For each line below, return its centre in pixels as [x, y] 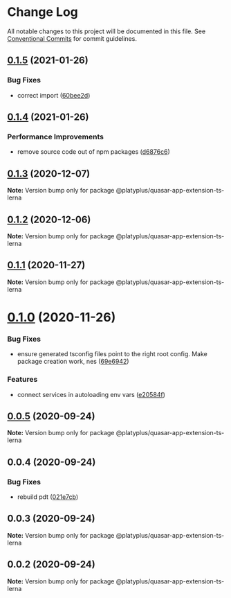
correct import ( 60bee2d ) [54, 95]
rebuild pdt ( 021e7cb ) [48, 497]
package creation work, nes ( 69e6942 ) [73, 362]
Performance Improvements [56, 137]
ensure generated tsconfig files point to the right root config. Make [112, 354]
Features [22, 380]
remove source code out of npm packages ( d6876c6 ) [94, 152]
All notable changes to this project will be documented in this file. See [107, 31]
